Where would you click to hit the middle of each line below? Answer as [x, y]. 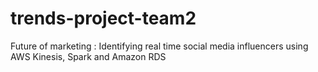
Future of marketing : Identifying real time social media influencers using [159, 46]
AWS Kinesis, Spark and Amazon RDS [88, 56]
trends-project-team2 [103, 18]
